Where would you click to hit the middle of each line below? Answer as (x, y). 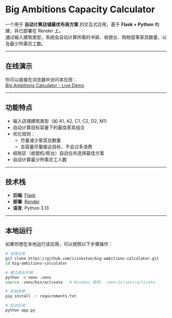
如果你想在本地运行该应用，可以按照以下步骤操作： (59, 244)
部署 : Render (26, 202)
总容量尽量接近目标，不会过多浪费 (56, 146)
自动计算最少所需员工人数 (40, 159)
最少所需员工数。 (28, 43)
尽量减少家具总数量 (41, 140)
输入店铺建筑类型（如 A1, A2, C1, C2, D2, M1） (61, 121)
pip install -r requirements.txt (41, 296)
